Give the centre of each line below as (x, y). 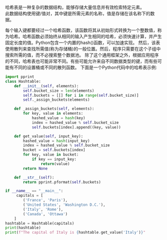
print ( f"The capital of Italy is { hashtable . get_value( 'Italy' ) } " (75, 233)
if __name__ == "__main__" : (34, 191)
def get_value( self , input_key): (49, 136)
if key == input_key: (54, 159)
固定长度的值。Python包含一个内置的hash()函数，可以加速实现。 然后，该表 (83, 43)
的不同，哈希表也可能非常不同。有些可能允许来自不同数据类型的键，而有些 (81, 61)
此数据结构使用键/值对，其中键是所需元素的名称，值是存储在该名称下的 (78, 13)
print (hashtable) (23, 228)
